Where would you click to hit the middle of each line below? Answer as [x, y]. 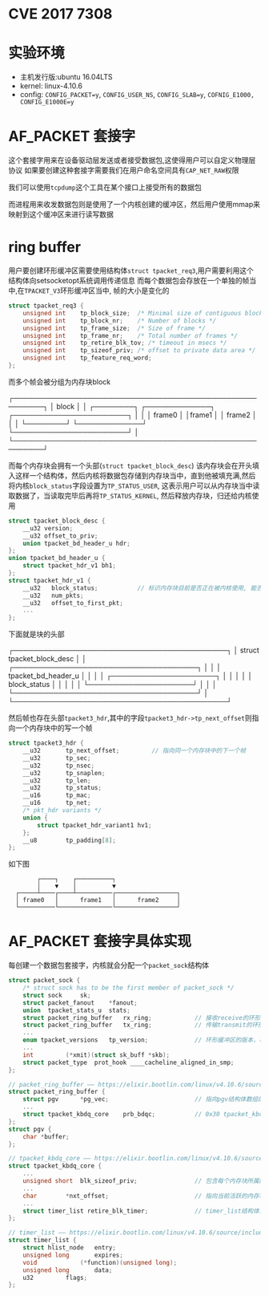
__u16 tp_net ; [57, 803]
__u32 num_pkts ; [53, 595]
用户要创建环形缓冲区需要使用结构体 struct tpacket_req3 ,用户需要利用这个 [131, 270]
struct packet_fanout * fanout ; [80, 1003]
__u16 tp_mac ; [57, 795]
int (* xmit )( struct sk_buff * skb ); [96, 1055]
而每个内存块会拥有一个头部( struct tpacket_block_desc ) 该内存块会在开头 [130, 465]
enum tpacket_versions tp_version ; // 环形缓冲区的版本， [141, 1040]
